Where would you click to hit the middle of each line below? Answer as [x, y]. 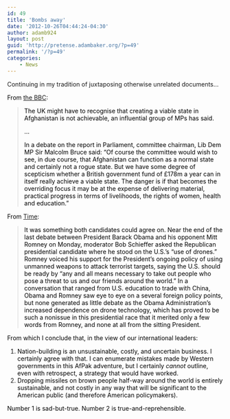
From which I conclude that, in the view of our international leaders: [103, 338]
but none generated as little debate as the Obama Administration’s [117, 302]
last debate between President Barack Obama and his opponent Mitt [120, 237]
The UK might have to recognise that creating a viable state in [111, 111]
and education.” [46, 203]
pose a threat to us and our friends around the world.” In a [106, 281]
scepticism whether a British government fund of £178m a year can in [122, 174]
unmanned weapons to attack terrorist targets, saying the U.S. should [122, 266]
